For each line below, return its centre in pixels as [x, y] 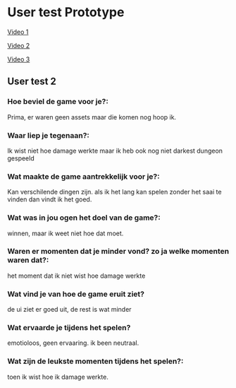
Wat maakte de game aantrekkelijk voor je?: [83, 176]
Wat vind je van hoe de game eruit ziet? [76, 294]
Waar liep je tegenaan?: [49, 135]
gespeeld [21, 158]
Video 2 [19, 45]
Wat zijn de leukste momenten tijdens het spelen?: [95, 361]
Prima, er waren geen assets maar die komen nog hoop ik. [92, 117]
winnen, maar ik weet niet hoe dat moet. [66, 233]
